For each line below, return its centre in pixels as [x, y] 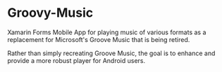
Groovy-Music [50, 13]
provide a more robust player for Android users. [76, 60]
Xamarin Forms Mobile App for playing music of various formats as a [107, 32]
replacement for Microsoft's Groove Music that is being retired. [99, 39]
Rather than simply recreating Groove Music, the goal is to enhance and [111, 53]
